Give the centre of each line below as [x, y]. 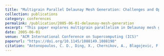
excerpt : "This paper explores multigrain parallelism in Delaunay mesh [81, 28]
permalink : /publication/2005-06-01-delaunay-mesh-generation [70, 23]
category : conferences [28, 19]
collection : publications [31, 14]
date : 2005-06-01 [23, 32]
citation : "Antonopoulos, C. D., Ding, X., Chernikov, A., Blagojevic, [79, 46]
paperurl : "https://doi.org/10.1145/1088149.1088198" [61, 41]
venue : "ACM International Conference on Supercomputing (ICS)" [72, 37]
